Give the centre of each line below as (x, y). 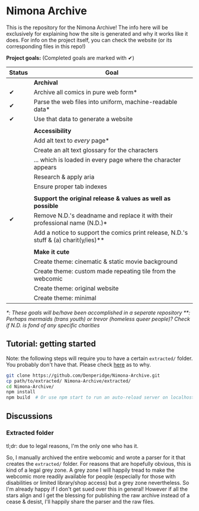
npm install (21, 392)
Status (19, 72)
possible (46, 206)
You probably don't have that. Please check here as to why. (78, 364)
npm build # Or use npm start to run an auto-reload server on (87, 398)
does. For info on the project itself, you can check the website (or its (89, 40)
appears (45, 167)
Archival (46, 83)
